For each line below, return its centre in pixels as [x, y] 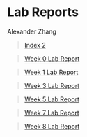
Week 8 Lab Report [52, 126]
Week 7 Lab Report [52, 113]
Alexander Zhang [32, 31]
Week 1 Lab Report [51, 72]
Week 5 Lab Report [52, 99]
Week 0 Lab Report [52, 58]
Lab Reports [43, 12]
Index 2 [35, 45]
